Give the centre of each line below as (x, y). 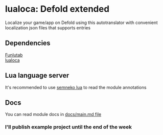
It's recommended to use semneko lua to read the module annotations (76, 87)
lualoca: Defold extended (57, 9)
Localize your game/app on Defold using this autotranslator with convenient (81, 22)
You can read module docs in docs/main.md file (53, 114)
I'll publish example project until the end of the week (69, 127)
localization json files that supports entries (48, 27)
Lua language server (37, 76)
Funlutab (14, 55)
